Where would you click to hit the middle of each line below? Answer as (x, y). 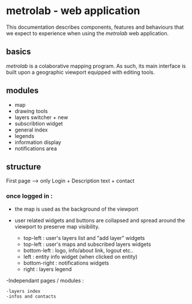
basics (18, 52)
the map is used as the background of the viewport (76, 209)
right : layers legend (48, 269)
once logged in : (29, 196)
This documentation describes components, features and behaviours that (95, 27)
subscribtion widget (39, 123)
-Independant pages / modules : (45, 281)
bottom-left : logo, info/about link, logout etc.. (78, 250)
